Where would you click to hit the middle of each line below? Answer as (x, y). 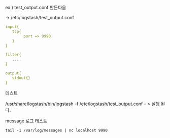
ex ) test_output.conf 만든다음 (36, 7)
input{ (12, 27)
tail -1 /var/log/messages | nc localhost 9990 (57, 130)
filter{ (13, 55)
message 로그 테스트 (26, 121)
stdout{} (21, 78)
